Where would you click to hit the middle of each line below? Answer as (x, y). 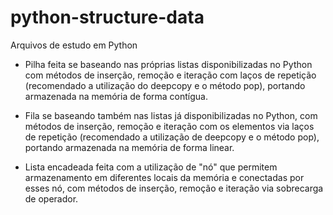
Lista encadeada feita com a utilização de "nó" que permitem (151, 167)
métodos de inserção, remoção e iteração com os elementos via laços (169, 126)
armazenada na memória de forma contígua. (116, 96)
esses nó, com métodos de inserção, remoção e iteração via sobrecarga (174, 188)
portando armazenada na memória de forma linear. (129, 147)
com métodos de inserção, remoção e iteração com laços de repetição (170, 75)
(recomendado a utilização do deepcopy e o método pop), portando (165, 85)
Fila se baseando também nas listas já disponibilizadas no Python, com (171, 115)
